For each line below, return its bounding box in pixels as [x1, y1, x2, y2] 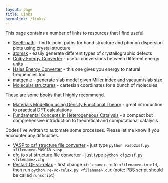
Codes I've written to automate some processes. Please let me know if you [5, 127, 159, 133]
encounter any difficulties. [5, 133, 59, 139]
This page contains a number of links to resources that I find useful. [5, 30, 145, 36]
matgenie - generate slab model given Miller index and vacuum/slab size [12, 77, 163, 83]
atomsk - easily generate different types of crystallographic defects [12, 50, 152, 56]
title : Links [5, 12, 33, 17]
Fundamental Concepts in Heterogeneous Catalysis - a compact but [12, 112, 153, 118]
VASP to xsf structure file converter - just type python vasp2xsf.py [12, 142, 150, 148]
